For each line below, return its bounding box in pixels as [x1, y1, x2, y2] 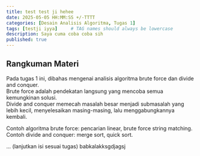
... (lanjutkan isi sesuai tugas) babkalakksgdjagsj [6, 142, 126, 150]
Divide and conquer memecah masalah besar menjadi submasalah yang [6, 100, 184, 107]
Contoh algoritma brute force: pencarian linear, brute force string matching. [6, 124, 193, 132]
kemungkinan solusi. [6, 94, 57, 101]
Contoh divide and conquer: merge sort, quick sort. [6, 131, 133, 138]
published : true [6, 37, 47, 43]
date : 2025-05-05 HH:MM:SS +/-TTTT [6, 14, 95, 20]
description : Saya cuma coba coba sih [6, 31, 103, 37]
